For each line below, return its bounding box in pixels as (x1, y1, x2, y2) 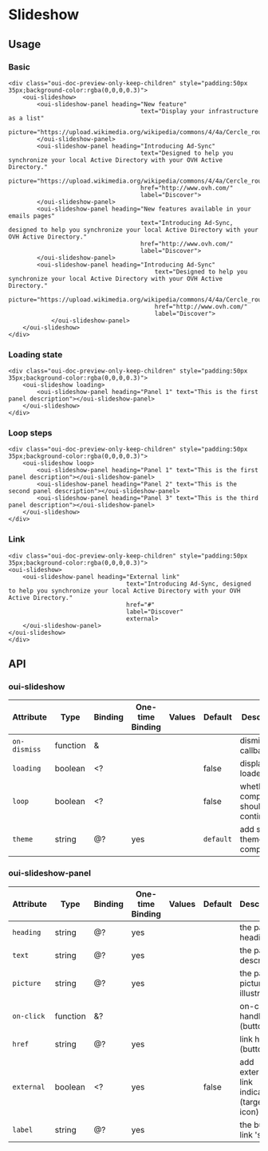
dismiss (12, 745, 41, 755)
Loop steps (8, 428, 53, 439)
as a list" (8, 114, 45, 122)
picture (12, 979, 41, 987)
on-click (12, 1011, 45, 1020)
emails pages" (8, 211, 56, 220)
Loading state (8, 349, 63, 360)
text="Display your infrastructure (140, 107, 259, 115)
